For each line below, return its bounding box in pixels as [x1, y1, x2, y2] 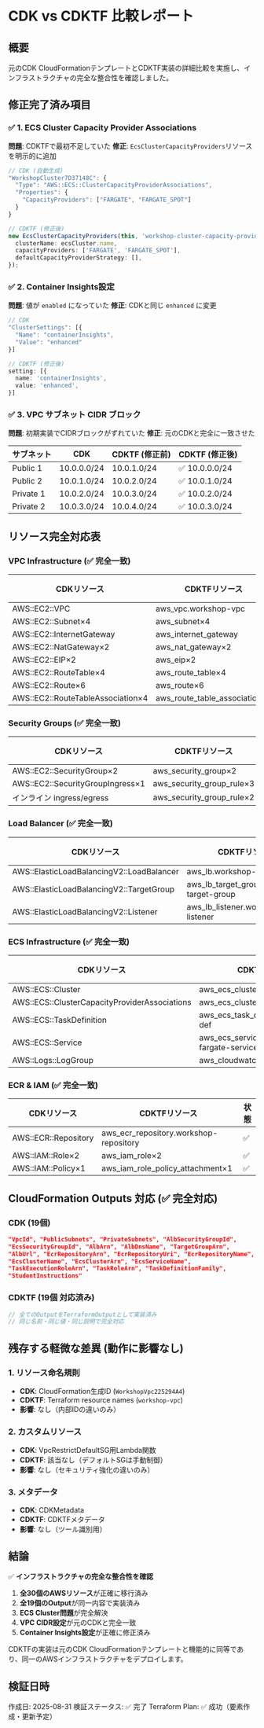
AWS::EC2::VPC [12, 603, 71, 614]
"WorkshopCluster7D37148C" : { [8, 174, 108, 182]
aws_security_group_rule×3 [152, 778, 255, 789]
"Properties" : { [15, 189, 68, 197]
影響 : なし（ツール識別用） [19, 1524, 107, 1534]
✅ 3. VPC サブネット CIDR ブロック [8, 410, 141, 421]
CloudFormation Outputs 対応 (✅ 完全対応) [8, 1192, 218, 1205]
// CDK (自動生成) [8, 167, 64, 175]
